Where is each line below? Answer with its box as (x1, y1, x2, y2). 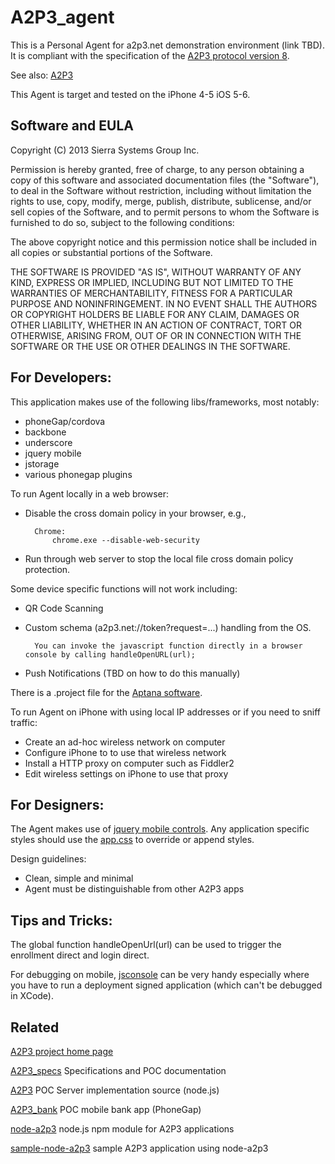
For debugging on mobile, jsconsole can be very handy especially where (10, 969, 310, 981)
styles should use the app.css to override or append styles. (10, 834, 255, 846)
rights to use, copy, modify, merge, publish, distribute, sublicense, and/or (10, 195, 312, 207)
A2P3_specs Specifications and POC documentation (10, 1065, 227, 1076)
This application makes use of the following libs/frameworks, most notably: (10, 396, 320, 408)
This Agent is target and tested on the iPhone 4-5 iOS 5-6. (10, 88, 251, 100)
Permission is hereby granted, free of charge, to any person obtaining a (10, 163, 305, 175)
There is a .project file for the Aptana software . (10, 686, 203, 698)
